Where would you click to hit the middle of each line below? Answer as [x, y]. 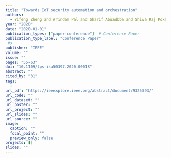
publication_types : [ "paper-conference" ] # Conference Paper [73, 34]
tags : [11, 81]
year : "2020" [19, 24]
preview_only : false [32, 138]
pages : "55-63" [21, 62]
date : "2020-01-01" [26, 29]
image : [12, 124]
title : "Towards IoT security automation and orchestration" [72, 10]
